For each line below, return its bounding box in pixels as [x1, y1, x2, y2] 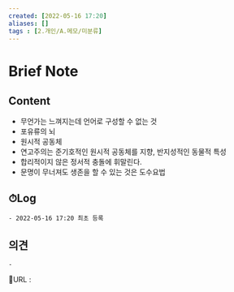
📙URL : [8, 275, 32, 284]
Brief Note [8, 62, 79, 80]
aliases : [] [8, 19, 49, 28]
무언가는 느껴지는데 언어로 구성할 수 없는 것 [19, 117, 158, 127]
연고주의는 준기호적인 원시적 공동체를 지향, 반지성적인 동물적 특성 [19, 147, 227, 157]
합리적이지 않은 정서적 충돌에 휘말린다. [19, 157, 142, 167]
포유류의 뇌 [19, 127, 56, 136]
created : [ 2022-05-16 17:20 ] [8, 11, 107, 20]
